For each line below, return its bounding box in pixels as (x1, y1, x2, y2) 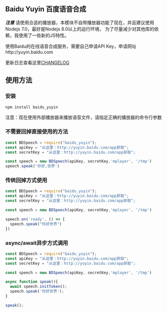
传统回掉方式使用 (5, 177, 47, 184)
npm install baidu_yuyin (5, 105, 58, 110)
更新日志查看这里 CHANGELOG (5, 59, 70, 66)
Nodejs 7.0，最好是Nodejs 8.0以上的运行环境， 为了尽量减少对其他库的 (5, 26, 155, 32)
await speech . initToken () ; (10, 284, 67, 289)
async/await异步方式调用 (5, 239, 68, 246)
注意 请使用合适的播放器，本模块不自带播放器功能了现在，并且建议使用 (5, 19, 154, 26)
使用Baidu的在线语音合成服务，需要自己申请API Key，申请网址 (5, 43, 137, 49)
